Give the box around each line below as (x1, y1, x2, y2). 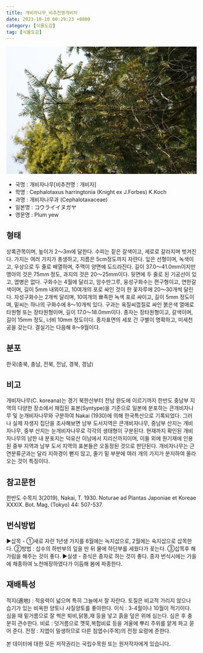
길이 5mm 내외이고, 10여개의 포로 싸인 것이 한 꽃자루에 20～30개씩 (24, 286, 182, 293)
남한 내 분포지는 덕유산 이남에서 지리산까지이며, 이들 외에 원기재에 (27, 435, 182, 442)
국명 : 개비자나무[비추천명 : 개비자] (14, 181, 97, 188)
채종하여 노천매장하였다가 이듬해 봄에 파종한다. (12, 560, 123, 567)
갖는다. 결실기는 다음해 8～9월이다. (17, 323, 101, 330)
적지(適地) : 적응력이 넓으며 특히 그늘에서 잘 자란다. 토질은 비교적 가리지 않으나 (6, 597, 192, 604)
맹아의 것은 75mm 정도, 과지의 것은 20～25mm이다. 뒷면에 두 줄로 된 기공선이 (6, 270, 190, 278)
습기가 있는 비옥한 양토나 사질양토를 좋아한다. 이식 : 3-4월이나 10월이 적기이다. (6, 604, 192, 612)
